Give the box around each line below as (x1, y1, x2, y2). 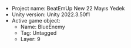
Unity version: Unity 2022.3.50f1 (11, 11, 90, 18)
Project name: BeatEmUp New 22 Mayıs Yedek (11, 5, 125, 12)
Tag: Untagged (20, 29, 57, 36)
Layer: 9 (20, 36, 41, 42)
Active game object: (11, 17, 61, 24)
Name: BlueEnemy (20, 23, 66, 30)
